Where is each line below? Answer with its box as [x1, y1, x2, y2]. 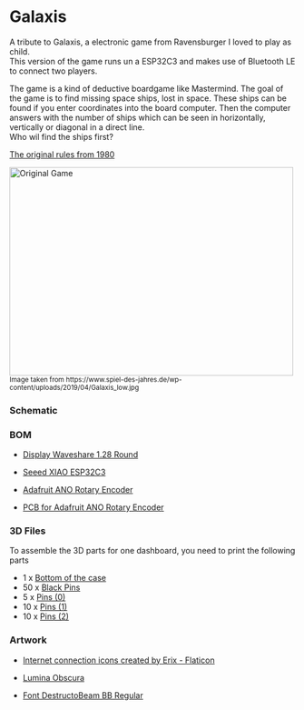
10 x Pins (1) [22, 602, 68, 613]
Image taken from [9, 375, 65, 384]
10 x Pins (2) [22, 611, 70, 622]
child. [9, 45, 30, 56]
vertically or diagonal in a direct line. [9, 121, 145, 133]
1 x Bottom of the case [22, 573, 107, 584]
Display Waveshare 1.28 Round [22, 449, 139, 460]
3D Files [9, 525, 46, 537]
